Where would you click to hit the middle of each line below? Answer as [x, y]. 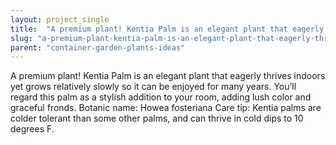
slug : [21, 38]
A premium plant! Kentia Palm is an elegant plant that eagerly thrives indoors [168, 76]
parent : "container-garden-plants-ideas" [98, 47]
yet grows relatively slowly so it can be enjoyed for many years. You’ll [153, 87]
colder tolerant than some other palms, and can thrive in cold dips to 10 [157, 118]
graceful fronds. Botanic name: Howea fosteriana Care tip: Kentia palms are [166, 108]
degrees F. [32, 129]
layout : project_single [60, 19]
